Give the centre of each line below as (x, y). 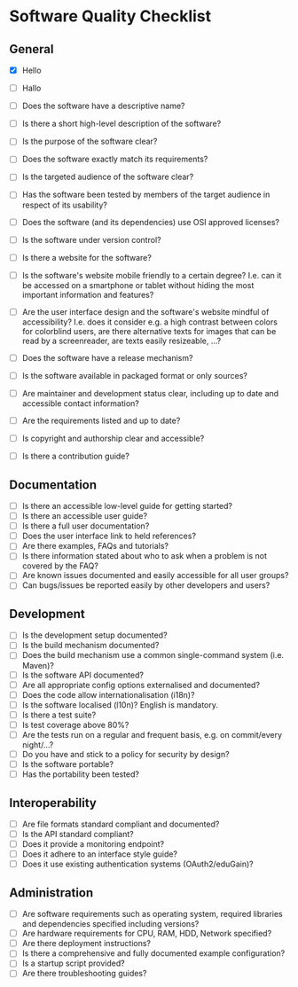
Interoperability (53, 803)
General (32, 49)
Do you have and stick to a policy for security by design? (125, 754)
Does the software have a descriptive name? (103, 106)
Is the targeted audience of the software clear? (108, 177)
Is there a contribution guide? (76, 456)
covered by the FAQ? (60, 566)
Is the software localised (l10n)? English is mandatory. (120, 705)
